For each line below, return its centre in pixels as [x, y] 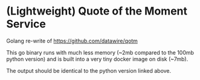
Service [26, 24]
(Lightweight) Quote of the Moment [97, 11]
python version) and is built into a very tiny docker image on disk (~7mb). [97, 59]
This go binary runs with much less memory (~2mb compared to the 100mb [100, 52]
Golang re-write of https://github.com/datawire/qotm [72, 41]
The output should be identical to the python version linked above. [89, 70]
